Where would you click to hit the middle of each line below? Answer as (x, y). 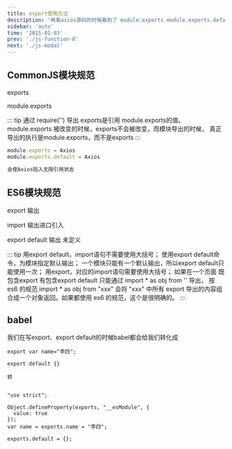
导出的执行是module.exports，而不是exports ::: (74, 137)
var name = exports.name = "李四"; (57, 427)
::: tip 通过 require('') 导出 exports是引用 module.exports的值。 (96, 120)
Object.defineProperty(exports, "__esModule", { (78, 408)
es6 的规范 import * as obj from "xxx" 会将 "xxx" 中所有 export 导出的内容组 (115, 289)
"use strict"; (28, 395)
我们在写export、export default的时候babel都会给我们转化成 (93, 337)
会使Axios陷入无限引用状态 (41, 169)
